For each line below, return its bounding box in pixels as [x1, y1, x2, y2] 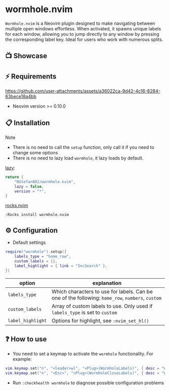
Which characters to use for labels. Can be [51, 288, 153, 295]
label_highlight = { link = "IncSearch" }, [14, 263, 108, 269]
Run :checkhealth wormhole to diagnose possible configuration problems [12, 380, 164, 386]
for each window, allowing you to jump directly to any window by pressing [5, 31, 159, 37]
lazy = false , [14, 184, 44, 189]
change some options [12, 149, 58, 155]
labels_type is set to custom [51, 309, 117, 316]
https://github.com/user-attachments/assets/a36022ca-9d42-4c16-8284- [5, 88, 160, 94]
